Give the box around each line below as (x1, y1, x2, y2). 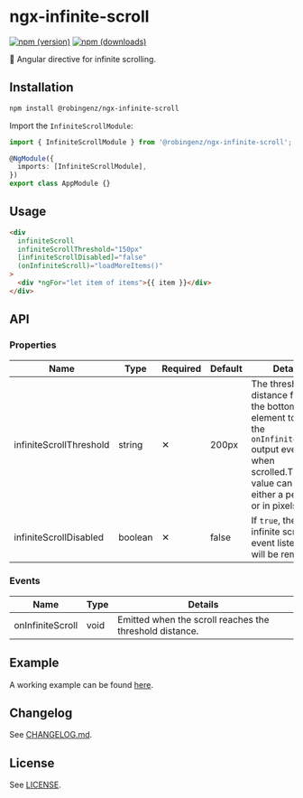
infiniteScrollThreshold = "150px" (17, 245, 143, 254)
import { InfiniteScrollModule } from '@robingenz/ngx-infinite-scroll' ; (9, 137, 293, 146)
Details (188, 598, 219, 610)
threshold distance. (116, 625, 199, 637)
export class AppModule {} (9, 179, 111, 189)
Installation (9, 79, 74, 96)
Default (210, 362, 243, 375)
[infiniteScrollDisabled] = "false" (17, 253, 147, 263)
